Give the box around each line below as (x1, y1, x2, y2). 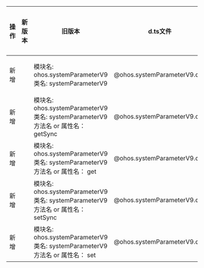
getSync (33, 130, 58, 138)
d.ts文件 (148, 27, 172, 35)
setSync (33, 213, 57, 221)
